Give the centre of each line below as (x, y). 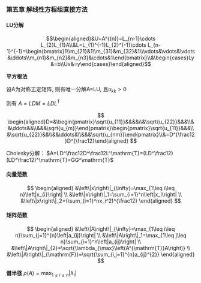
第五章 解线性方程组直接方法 (47, 9)
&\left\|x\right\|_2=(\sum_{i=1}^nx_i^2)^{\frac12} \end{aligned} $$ (101, 201)
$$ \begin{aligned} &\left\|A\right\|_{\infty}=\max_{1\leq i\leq (101, 228)
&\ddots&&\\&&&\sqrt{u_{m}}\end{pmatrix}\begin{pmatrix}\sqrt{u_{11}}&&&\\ (101, 128)
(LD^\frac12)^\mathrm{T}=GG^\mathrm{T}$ (60, 159)
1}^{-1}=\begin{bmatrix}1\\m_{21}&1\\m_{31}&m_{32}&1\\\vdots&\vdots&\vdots (101, 52)
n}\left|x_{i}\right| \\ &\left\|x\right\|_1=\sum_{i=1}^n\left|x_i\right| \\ (101, 194)
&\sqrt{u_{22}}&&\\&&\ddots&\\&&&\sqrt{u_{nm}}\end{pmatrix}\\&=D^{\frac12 (101, 134)
